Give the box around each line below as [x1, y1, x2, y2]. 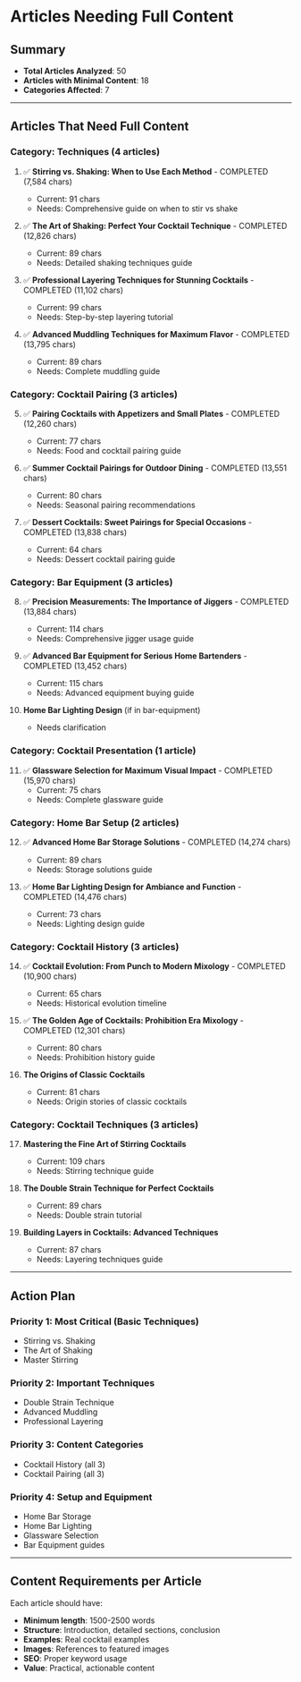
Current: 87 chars [36, 1245, 102, 1255]
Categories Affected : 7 [22, 85, 110, 95]
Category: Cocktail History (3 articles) [10, 940, 180, 953]
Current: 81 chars [36, 1087, 101, 1098]
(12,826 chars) [22, 230, 77, 241]
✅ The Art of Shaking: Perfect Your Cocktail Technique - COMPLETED [22, 220, 288, 231]
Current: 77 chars [36, 436, 102, 446]
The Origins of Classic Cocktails [22, 1069, 146, 1080]
